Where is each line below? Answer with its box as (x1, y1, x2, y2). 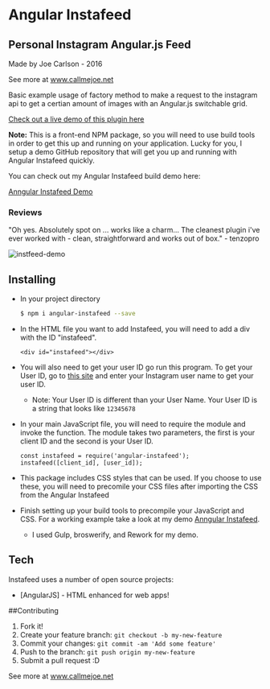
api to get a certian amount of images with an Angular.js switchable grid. (8, 99, 247, 108)
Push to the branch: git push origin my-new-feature (19, 646, 195, 657)
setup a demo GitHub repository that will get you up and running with (8, 147, 237, 156)
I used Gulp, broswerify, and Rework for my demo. (31, 530, 198, 539)
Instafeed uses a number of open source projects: (8, 574, 174, 584)
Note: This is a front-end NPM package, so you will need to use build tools (8, 130, 256, 139)
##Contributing (8, 605, 59, 615)
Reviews (8, 207, 43, 218)
